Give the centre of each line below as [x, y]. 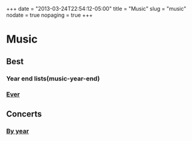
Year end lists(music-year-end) [53, 79]
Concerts [24, 114]
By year [18, 131]
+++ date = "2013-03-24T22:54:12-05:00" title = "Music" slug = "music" [96, 9]
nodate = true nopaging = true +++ [49, 15]
